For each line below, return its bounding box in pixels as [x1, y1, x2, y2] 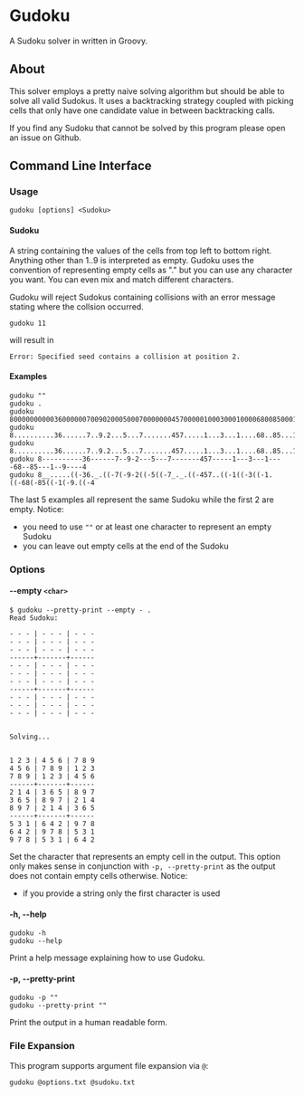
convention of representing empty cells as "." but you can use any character [9, 264, 293, 275]
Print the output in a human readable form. [9, 1017, 168, 1028]
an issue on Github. [9, 132, 81, 143]
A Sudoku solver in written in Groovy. [9, 35, 147, 46]
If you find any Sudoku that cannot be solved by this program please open [9, 122, 286, 133]
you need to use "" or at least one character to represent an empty [22, 521, 272, 532]
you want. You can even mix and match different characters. [9, 273, 234, 285]
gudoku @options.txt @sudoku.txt [9, 1078, 136, 1087]
